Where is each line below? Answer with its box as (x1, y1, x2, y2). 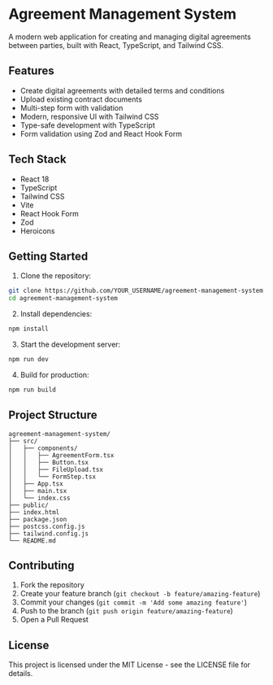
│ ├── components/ (8, 444, 79, 452)
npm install (8, 325, 49, 334)
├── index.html (8, 508, 60, 517)
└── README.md (8, 536, 57, 545)
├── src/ (8, 437, 38, 445)
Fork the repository (19, 580, 85, 590)
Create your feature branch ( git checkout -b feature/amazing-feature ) (19, 589, 261, 599)
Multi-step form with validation (19, 103, 123, 112)
